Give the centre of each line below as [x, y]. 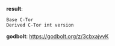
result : [14, 9]
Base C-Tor [20, 20]
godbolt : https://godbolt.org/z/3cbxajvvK [57, 36]
